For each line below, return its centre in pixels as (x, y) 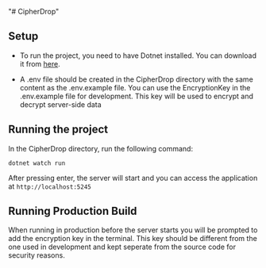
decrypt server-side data (60, 104)
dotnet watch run (37, 163)
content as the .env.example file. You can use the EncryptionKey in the (135, 87)
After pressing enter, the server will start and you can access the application (133, 178)
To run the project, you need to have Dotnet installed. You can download (138, 56)
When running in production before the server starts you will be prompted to (133, 230)
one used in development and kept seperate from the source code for (122, 247)
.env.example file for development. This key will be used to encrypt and (137, 96)
